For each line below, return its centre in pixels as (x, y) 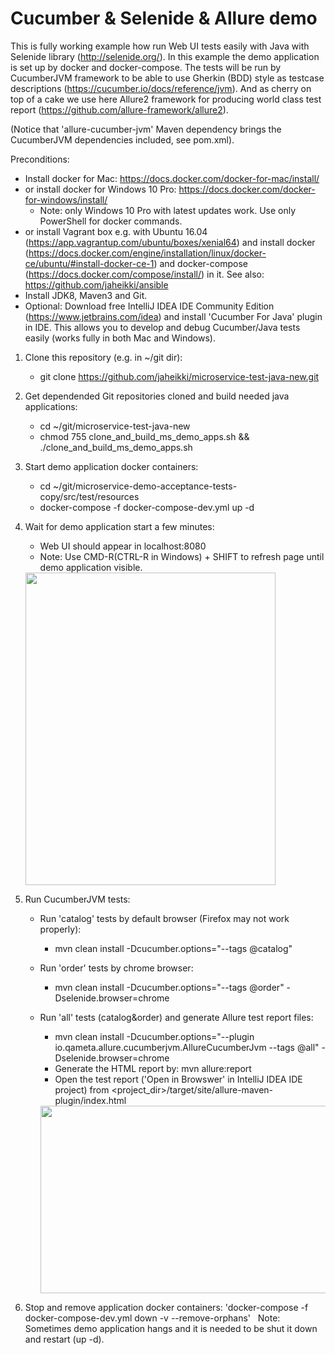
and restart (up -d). (64, 1339)
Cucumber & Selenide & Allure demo (164, 18)
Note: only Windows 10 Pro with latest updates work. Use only (168, 210)
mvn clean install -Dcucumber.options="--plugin (154, 1036)
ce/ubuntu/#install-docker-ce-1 (89, 263)
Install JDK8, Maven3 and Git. (86, 295)
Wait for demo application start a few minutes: (119, 526)
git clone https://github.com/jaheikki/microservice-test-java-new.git (179, 376)
